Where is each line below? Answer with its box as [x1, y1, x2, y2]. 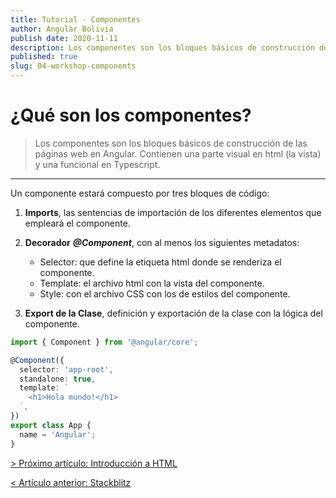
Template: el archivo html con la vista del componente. [39, 277, 265, 289]
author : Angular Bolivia [10, 24, 114, 34]
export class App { [10, 420, 92, 430]
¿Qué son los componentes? [10, 104, 252, 127]
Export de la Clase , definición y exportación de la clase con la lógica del [24, 307, 323, 319]
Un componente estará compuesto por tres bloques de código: [10, 187, 270, 199]
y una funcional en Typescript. [34, 158, 161, 170]
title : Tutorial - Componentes [10, 14, 141, 25]
